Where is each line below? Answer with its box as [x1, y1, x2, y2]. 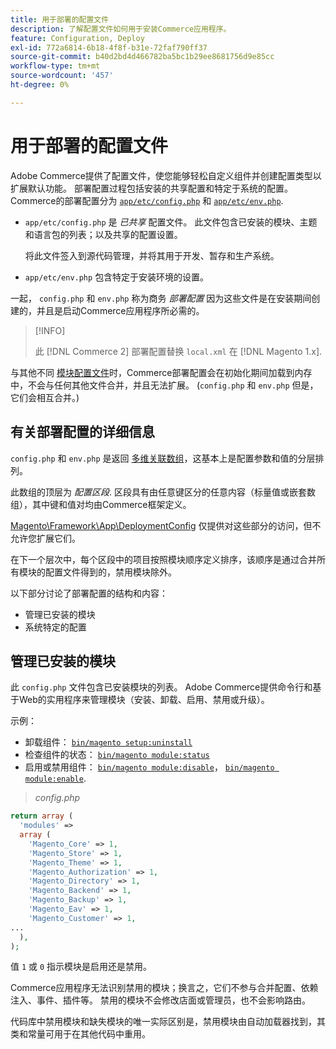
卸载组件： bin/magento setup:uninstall [24, 736, 193, 748]
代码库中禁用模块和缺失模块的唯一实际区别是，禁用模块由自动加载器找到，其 [10, 1016, 326, 1028]
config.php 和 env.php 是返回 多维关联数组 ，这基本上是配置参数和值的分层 [10, 452, 316, 464]
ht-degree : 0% [10, 80, 70, 90]
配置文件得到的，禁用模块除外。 [44, 566, 177, 578]
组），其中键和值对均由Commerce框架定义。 [10, 498, 192, 510]
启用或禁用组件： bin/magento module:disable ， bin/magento [24, 761, 275, 773]
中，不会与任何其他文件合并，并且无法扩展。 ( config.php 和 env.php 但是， [10, 379, 319, 391]
